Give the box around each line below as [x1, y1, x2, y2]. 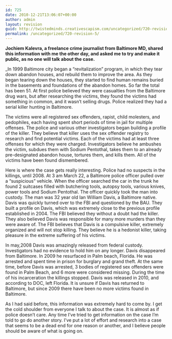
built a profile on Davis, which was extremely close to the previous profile [5, 205, 160, 211]
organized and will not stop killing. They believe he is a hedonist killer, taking [5, 227, 166, 233]
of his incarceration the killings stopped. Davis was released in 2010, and [5, 275, 159, 281]
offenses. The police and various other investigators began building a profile [5, 125, 166, 131]
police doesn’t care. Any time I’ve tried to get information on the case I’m [5, 312, 159, 318]
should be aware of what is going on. [5, 328, 83, 334]
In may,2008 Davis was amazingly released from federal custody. [5, 242, 143, 248]
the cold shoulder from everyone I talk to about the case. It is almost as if [5, 306, 160, 312]
